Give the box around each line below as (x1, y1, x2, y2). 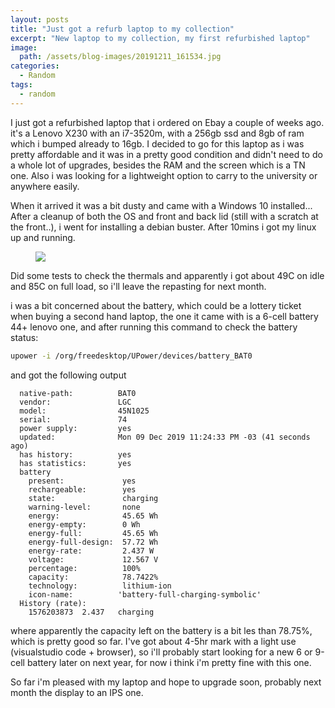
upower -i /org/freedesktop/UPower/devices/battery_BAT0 (10, 351, 253, 361)
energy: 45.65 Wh (28, 511, 159, 521)
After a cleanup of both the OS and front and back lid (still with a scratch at (10, 210, 319, 222)
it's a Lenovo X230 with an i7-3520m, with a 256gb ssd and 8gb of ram (10, 127, 305, 139)
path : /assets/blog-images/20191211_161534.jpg (19, 52, 222, 62)
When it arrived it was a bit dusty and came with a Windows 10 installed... (10, 199, 313, 211)
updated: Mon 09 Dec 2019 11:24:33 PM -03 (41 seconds (19, 432, 311, 442)
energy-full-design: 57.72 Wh (28, 537, 159, 547)
